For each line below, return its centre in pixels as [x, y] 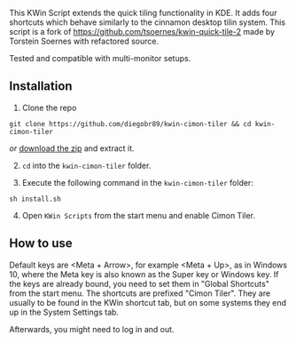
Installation [41, 87]
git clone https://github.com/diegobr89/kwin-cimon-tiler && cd [130, 124]
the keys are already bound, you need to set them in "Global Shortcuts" [140, 283]
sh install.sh [35, 199]
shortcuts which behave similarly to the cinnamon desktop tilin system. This [148, 22]
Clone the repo [49, 108]
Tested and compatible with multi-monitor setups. [100, 58]
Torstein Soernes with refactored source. [84, 41]
